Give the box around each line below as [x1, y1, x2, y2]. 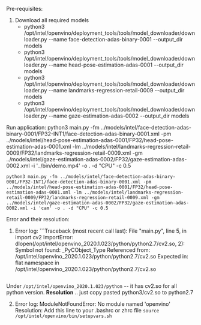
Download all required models [14, 17, 89, 23]
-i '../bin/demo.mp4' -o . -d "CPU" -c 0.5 [31, 162, 131, 169]
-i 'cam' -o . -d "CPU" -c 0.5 [30, 205, 109, 211]
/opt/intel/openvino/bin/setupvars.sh [14, 313, 112, 319]
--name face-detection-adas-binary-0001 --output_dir [48, 36, 183, 43]
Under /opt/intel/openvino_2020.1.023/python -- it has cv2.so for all [6, 282, 177, 290]
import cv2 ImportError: [14, 234, 74, 240]
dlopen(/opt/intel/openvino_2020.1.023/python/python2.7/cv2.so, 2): [14, 240, 185, 247]
